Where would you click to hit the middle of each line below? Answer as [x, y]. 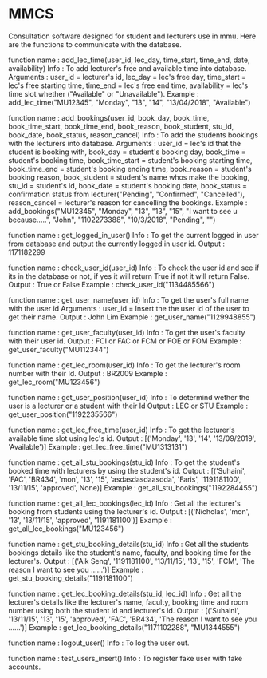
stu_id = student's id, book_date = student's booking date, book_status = [128, 185]
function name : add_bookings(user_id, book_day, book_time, [109, 117]
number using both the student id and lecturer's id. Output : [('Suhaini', [124, 610]
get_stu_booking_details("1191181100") [71, 578]
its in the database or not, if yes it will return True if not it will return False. [129, 276]
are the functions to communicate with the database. [95, 44]
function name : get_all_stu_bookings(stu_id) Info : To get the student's [124, 462]
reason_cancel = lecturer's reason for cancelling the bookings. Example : [128, 202]
